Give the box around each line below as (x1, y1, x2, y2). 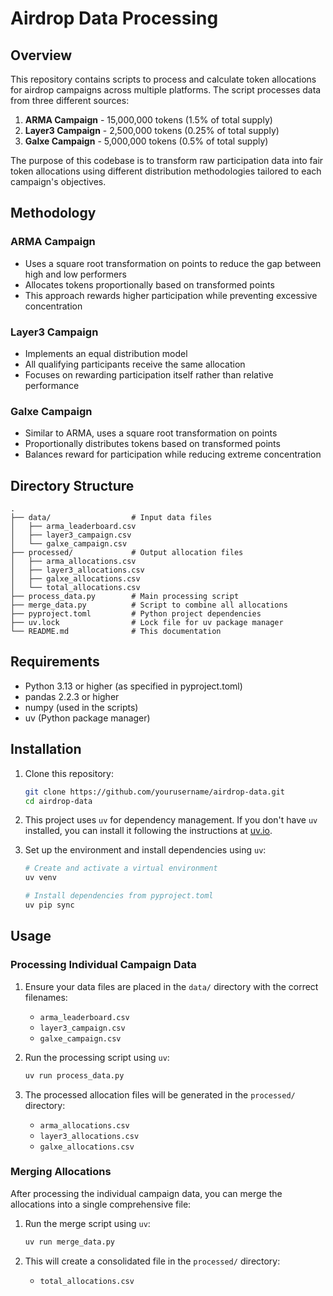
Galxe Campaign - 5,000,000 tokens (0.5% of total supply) (24, 135, 269, 147)
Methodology (10, 205, 97, 222)
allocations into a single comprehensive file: (10, 1198, 192, 1210)
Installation (10, 741, 82, 758)
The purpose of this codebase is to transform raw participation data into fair (10, 155, 324, 166)
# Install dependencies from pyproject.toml (24, 891, 214, 901)
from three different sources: (10, 95, 130, 106)
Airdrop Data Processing (10, 7, 219, 30)
